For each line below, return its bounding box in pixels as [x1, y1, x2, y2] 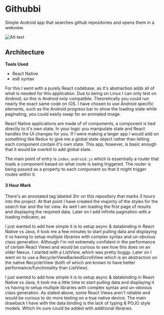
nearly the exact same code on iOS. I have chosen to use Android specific [5, 101, 154, 107]
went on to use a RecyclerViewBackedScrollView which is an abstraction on [5, 254, 158, 260]
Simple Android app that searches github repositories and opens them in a [5, 19, 155, 25]
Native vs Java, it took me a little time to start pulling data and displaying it [5, 279, 155, 285]
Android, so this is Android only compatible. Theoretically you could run [5, 95, 149, 101]
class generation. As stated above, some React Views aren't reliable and [5, 290, 150, 296]
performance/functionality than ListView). [5, 264, 89, 271]
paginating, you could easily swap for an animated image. [5, 111, 121, 117]
